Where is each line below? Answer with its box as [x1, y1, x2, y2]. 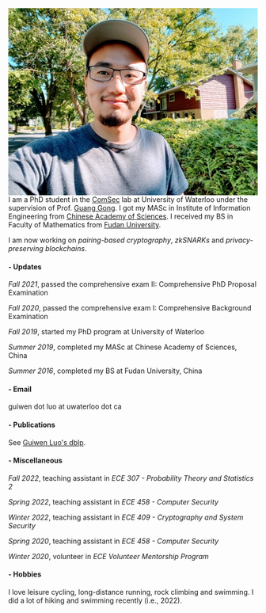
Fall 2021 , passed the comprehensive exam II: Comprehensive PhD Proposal [8, 280, 257, 289]
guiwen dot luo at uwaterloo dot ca [8, 402, 122, 411]
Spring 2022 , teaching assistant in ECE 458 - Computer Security [8, 497, 219, 506]
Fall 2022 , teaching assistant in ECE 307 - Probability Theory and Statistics [8, 473, 254, 482]
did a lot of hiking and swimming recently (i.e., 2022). [8, 596, 182, 605]
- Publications [8, 420, 55, 429]
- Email [8, 384, 32, 394]
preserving [8, 244, 44, 253]
